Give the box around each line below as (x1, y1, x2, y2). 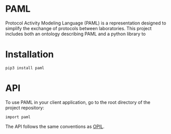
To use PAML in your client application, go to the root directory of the (5, 99, 151, 105)
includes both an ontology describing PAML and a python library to (5, 31, 146, 37)
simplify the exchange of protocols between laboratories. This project (5, 25, 152, 31)
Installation (5, 49, 54, 60)
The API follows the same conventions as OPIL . (5, 123, 105, 129)
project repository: (5, 104, 44, 111)
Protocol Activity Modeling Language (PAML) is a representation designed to (5, 20, 166, 26)
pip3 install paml (5, 65, 44, 70)
